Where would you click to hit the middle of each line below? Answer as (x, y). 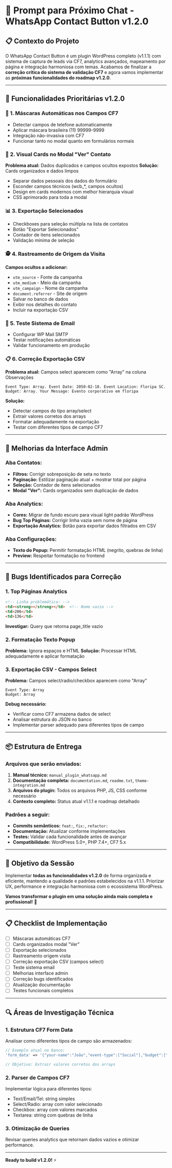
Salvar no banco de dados (40, 299)
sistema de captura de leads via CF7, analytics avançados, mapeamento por (86, 61)
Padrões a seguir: (28, 814)
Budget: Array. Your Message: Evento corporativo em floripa (72, 392)
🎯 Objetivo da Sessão (40, 863)
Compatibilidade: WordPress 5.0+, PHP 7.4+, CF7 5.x (69, 842)
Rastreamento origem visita (41, 956)
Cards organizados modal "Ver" (46, 944)
